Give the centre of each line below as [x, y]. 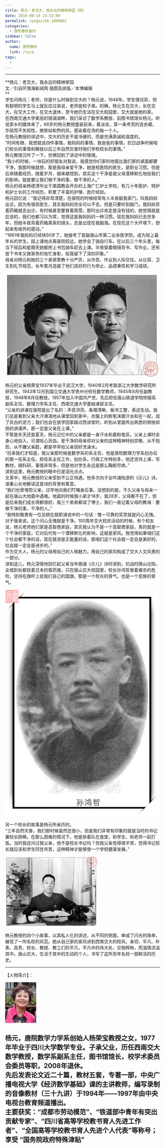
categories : [17, 26]
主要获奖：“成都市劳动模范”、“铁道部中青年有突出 [81, 1112]
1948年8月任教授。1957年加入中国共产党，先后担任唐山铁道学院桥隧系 [85, 398]
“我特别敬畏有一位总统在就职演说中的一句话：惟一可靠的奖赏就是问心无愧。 [82, 515]
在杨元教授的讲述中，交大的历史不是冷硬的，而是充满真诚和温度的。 [74, 137]
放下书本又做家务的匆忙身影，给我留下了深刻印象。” [57, 254]
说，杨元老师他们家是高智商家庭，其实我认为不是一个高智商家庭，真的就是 [80, 527]
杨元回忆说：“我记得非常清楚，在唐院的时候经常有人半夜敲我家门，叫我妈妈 [82, 198]
